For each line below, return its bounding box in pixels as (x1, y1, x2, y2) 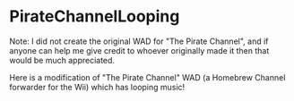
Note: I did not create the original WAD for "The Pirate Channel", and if (9, 36, 269, 46)
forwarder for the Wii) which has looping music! (9, 81, 186, 92)
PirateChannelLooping (9, 6, 180, 27)
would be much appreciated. (9, 55, 115, 65)
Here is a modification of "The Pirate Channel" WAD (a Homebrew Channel (9, 72, 286, 82)
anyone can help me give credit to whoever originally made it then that (9, 45, 270, 55)
